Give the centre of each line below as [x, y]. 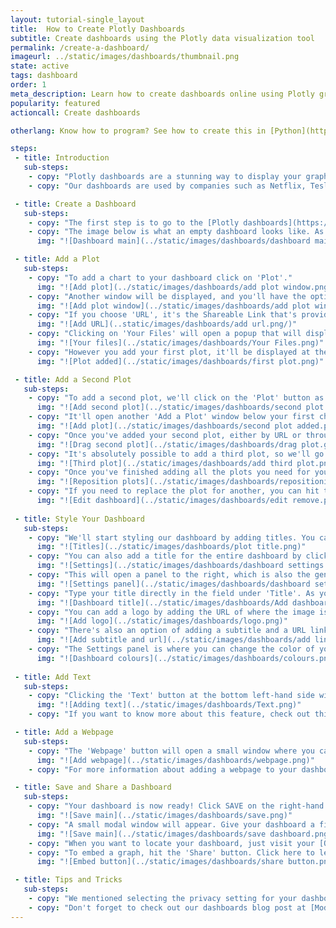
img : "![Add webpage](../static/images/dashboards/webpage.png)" [175, 760]
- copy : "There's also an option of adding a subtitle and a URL [167, 631]
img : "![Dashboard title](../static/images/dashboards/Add [162, 602]
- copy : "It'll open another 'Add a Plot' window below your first [171, 417]
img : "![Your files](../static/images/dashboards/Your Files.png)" [180, 343]
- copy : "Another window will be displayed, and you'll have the [167, 296]
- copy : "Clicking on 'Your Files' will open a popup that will [165, 334]
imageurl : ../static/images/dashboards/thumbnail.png [125, 57]
